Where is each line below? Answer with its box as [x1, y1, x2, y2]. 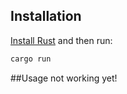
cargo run [10, 54, 52, 64]
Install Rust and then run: [10, 34, 113, 46]
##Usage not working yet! [10, 72, 118, 84]
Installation [10, 8, 82, 25]
